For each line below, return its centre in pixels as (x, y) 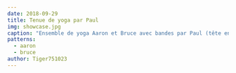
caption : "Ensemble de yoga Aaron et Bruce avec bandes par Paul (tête (114, 33)
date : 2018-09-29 (33, 14)
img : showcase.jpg (34, 26)
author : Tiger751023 (38, 59)
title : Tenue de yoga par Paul (53, 20)
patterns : (22, 40)
